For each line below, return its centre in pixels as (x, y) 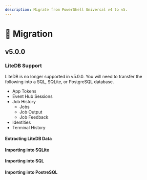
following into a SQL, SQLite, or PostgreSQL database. (60, 82)
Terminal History (29, 127)
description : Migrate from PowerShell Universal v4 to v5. (66, 10)
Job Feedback (34, 117)
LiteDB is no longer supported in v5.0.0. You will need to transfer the (74, 76)
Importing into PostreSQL (31, 172)
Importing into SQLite (27, 150)
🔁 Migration (29, 34)
